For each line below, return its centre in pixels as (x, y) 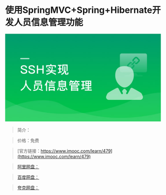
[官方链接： (29, 151)
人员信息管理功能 (49, 22)
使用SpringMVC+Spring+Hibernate (79, 10)
